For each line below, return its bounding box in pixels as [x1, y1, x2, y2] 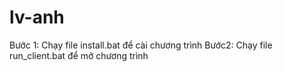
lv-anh [9, 6, 65, 29]
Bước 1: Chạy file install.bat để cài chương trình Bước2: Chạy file [9, 39, 273, 51]
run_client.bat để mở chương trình [9, 49, 149, 61]
